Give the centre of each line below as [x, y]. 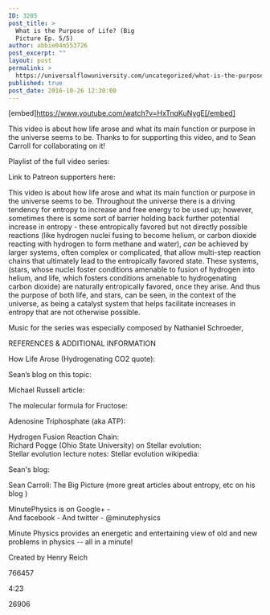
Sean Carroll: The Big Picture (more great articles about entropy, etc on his [132, 485]
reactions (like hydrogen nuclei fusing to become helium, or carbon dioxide [133, 236]
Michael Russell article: [47, 390]
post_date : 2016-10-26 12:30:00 [62, 90]
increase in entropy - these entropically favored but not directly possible [128, 227]
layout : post [30, 61]
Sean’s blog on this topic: [50, 375]
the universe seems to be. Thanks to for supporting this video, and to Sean [132, 137]
